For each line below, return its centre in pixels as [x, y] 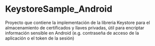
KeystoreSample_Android [59, 9]
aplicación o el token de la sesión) [40, 38]
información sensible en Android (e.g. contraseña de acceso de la [72, 33]
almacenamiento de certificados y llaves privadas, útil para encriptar [75, 27]
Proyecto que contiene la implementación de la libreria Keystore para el [78, 23]
